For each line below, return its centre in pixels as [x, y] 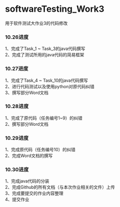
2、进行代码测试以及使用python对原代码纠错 [50, 86]
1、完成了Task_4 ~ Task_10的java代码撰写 [47, 80]
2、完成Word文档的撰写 [29, 156]
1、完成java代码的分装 [27, 181]
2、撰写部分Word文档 [27, 124]
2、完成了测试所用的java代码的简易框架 [45, 55]
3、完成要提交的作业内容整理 [34, 193]
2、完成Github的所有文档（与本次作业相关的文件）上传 [60, 187]
